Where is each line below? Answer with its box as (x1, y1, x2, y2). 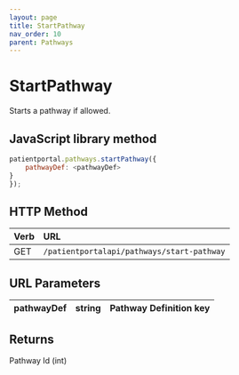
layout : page (9, 12, 58, 22)
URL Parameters (9, 275, 100, 291)
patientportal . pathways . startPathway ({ (9, 155, 157, 164)
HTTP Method (9, 203, 89, 219)
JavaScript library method (9, 131, 157, 147)
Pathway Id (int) (9, 355, 68, 365)
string (75, 302, 101, 315)
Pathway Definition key (109, 302, 211, 315)
